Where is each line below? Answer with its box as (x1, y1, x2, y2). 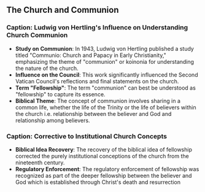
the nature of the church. (15, 64, 79, 72)
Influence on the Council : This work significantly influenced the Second (15, 71, 198, 79)
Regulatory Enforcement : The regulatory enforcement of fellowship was (15, 165, 199, 172)
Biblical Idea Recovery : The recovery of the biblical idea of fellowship (15, 145, 192, 153)
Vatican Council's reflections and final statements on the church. (15, 77, 179, 85)
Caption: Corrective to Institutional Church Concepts (6, 132, 168, 140)
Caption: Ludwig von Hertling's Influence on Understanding (6, 23, 188, 32)
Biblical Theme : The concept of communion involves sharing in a (15, 97, 181, 104)
